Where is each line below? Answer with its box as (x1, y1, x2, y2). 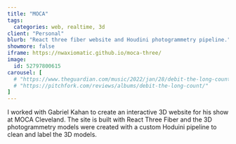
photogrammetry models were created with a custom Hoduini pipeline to (7, 123, 217, 131)
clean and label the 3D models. (7, 131, 97, 139)
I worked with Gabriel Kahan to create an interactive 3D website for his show (7, 108, 229, 117)
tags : (7, 17, 23, 24)
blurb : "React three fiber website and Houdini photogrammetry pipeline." (7, 37, 231, 44)
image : (7, 56, 27, 63)
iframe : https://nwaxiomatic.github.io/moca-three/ (7, 50, 162, 57)
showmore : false (7, 43, 55, 50)
